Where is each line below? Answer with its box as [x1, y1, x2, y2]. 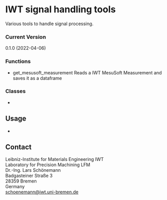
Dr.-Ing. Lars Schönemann [5, 167, 61, 173]
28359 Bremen [5, 178, 37, 184]
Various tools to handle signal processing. [5, 21, 94, 27]
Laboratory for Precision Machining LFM [5, 162, 91, 168]
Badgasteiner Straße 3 [5, 173, 53, 179]
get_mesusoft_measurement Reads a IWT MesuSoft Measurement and [12, 69, 162, 75]
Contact [5, 143, 32, 152]
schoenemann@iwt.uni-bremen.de [5, 189, 78, 195]
